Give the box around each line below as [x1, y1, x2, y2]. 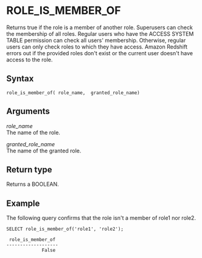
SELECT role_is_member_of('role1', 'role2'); [6, 226, 124, 233]
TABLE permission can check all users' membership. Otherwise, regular [6, 36, 186, 44]
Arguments [6, 106, 50, 117]
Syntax [6, 73, 34, 84]
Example [6, 198, 40, 208]
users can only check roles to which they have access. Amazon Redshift [6, 43, 187, 50]
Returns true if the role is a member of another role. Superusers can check [6, 24, 193, 31]
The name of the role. [6, 129, 61, 136]
